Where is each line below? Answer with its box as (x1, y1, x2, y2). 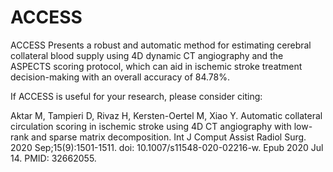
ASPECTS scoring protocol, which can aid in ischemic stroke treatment (10, 60, 303, 72)
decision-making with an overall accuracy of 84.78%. (10, 71, 230, 83)
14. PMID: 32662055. (10, 152, 97, 164)
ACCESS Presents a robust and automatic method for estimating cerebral (10, 39, 312, 51)
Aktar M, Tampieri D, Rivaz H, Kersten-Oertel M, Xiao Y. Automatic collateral (10, 109, 323, 121)
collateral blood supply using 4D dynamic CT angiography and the (10, 49, 284, 61)
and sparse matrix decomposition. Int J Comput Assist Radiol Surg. (31, 131, 307, 143)
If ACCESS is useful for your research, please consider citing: (10, 90, 263, 102)
